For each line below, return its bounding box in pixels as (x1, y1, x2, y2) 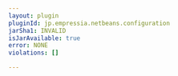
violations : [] (8, 49, 59, 57)
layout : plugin (8, 11, 59, 20)
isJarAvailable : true (8, 34, 81, 42)
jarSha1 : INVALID (8, 26, 67, 34)
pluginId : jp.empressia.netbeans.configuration (8, 19, 171, 27)
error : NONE (8, 42, 48, 50)
